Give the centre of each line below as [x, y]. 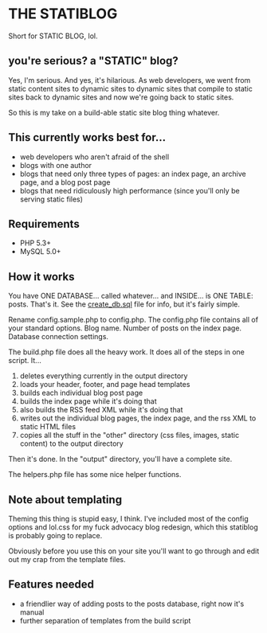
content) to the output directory [71, 443]
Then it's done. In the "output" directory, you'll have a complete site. [120, 459]
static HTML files [48, 427]
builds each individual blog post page [81, 393]
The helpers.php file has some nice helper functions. [95, 475]
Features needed [51, 585]
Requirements [44, 224]
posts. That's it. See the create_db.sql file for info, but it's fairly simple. [124, 304]
